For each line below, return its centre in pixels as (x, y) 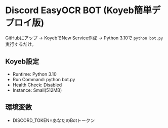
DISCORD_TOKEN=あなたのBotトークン (54, 120)
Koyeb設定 (22, 62)
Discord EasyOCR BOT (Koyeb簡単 (78, 10)
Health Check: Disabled (37, 85)
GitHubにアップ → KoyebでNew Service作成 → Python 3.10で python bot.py (84, 38)
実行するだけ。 (21, 44)
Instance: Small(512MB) (37, 90)
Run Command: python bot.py (44, 79)
